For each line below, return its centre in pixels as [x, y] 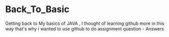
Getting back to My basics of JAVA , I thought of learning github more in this [85, 23]
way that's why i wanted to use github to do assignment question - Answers [84, 28]
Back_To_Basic [37, 9]
